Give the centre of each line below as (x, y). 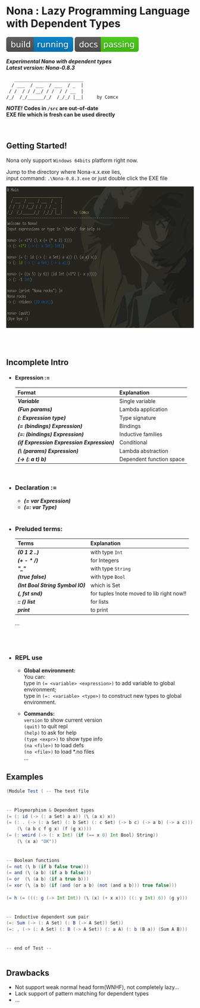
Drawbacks (28, 973)
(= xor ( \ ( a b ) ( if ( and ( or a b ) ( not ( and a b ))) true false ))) (92, 885)
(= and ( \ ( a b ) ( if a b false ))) (49, 873)
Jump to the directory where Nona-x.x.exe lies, (64, 171)
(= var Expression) (47, 501)
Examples (25, 777)
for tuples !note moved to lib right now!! (138, 593)
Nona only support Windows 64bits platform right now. (72, 160)
